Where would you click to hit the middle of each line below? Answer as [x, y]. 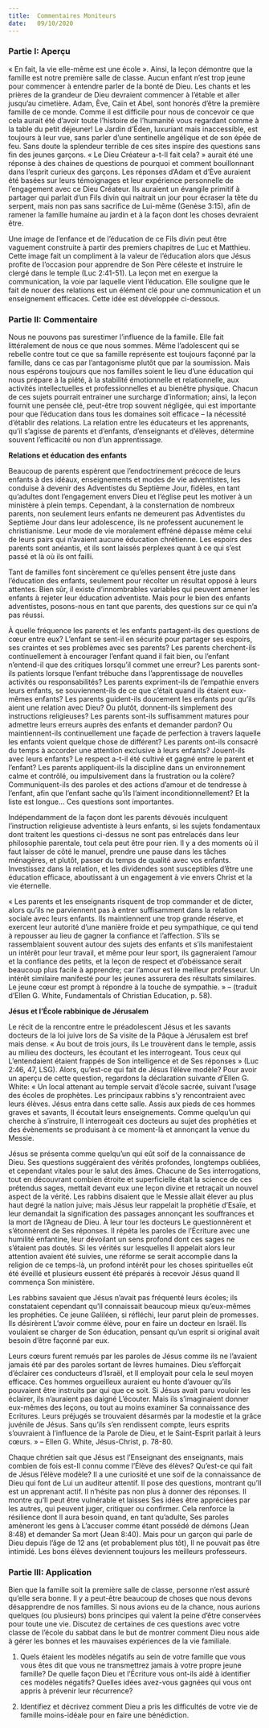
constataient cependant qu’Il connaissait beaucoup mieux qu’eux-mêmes [130, 1307]
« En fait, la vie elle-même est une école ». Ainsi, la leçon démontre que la [130, 68]
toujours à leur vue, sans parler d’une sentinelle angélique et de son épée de [135, 137]
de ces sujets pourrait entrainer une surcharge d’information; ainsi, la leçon [132, 397]
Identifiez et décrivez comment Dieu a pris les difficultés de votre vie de [139, 1707]
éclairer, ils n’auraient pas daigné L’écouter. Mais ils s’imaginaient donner [128, 1399]
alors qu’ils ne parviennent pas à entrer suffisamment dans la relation [123, 910]
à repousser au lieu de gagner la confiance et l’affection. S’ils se [114, 936]
